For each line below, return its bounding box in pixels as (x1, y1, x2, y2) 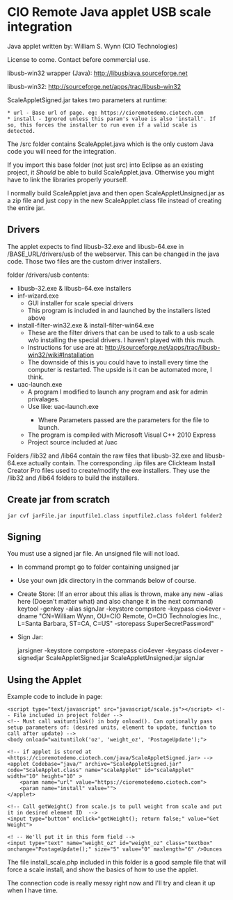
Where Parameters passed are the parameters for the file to (38, 415, 209, 424)
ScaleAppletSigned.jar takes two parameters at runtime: (7, 95, 168, 104)
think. (27, 373, 44, 381)
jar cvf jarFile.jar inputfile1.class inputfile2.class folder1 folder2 (7, 512, 223, 519)
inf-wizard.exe (17, 291, 59, 300)
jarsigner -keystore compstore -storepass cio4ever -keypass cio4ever (17, 646, 219, 654)
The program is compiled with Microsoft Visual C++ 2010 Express (27, 431, 216, 439)
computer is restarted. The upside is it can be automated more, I (27, 365, 212, 373)
